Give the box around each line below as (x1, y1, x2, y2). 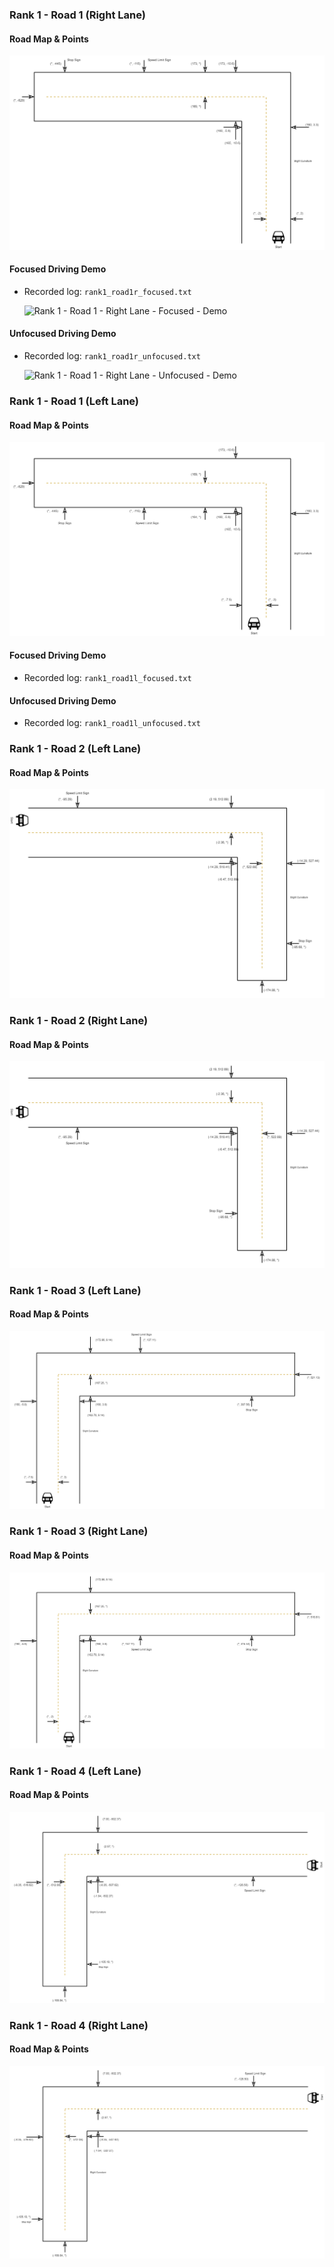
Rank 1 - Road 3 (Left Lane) (9, 1283, 142, 1297)
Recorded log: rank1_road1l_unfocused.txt (23, 717, 201, 729)
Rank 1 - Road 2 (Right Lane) (9, 1013, 149, 1027)
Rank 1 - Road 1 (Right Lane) (9, 8, 146, 22)
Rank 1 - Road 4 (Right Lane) (9, 2018, 149, 2032)
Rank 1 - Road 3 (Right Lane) (9, 1524, 149, 1538)
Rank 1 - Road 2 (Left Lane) (9, 742, 142, 756)
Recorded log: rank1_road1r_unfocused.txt (23, 350, 201, 362)
